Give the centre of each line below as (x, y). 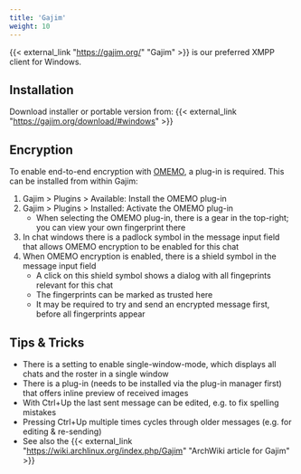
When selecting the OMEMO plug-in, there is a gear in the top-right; (162, 218)
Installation (42, 90)
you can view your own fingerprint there (111, 228)
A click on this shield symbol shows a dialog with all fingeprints (153, 276)
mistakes (39, 412)
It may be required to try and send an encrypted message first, (153, 305)
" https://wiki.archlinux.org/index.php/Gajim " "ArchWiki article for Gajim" (156, 450)
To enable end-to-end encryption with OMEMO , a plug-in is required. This (147, 172)
